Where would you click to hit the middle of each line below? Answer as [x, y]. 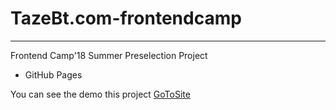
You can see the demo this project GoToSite [100, 94]
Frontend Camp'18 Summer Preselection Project [109, 55]
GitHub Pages [53, 74]
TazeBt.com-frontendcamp [126, 18]
